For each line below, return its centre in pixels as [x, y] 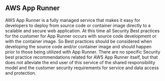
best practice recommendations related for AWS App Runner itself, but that [82, 57]
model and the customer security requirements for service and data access [82, 68]
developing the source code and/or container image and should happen [79, 46]
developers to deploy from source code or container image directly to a [78, 25]
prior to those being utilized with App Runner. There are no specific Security [83, 52]
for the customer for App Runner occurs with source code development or [81, 36]
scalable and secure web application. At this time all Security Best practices [82, 31]
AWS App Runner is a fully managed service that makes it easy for [73, 20]
